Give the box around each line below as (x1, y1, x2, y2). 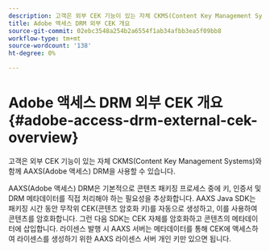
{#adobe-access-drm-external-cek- (8, 111, 258, 130)
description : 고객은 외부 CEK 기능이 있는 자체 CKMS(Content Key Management (8, 11, 252, 20)
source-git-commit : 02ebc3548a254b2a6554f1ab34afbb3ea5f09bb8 (8, 27, 222, 35)
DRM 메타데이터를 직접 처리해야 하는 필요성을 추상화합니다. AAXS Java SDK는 (8, 193, 256, 203)
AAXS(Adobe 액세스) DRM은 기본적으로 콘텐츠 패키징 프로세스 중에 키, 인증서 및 (8, 183, 262, 193)
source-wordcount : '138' (8, 42, 92, 50)
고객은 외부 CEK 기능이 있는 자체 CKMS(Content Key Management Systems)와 (8, 156, 262, 165)
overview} (8, 128, 79, 147)
